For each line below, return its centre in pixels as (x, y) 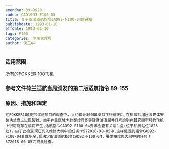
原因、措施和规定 (26, 103)
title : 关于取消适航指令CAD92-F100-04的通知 (49, 19)
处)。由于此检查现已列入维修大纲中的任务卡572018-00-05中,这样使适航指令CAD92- (81, 131)
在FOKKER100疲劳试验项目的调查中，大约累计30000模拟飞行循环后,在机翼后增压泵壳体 (83, 115)
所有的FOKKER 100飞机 (30, 74)
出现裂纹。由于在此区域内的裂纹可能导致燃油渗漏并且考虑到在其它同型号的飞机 (94, 121)
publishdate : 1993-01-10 (31, 24)
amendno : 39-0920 (24, 10)
